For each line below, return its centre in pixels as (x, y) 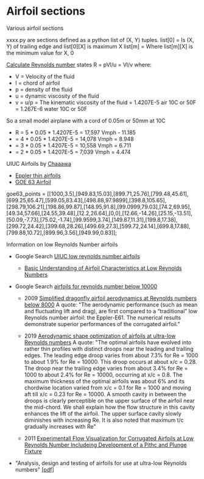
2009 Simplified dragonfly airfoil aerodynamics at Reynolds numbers (110, 298)
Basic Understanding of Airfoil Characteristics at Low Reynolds (103, 268)
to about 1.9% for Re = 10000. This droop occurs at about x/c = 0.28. (111, 361)
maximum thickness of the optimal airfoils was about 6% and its (104, 381)
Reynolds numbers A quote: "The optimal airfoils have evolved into (108, 342)
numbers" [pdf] (35, 469)
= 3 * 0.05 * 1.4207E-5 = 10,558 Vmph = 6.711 (73, 145)
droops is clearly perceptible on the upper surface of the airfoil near (109, 400)
